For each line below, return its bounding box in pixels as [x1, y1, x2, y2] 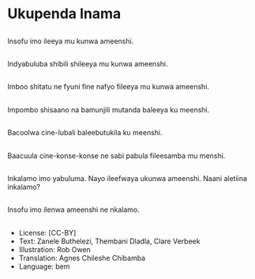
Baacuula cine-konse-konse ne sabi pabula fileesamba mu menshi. [7, 151, 226, 160]
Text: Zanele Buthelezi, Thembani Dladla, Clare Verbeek [18, 236, 201, 246]
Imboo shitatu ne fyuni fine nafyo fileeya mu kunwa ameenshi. [7, 82, 210, 92]
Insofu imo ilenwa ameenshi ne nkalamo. [7, 205, 140, 214]
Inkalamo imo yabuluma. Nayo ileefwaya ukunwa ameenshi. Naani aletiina [7, 173, 248, 183]
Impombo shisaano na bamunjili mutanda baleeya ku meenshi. [7, 104, 210, 115]
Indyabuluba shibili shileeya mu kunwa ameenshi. [7, 58, 168, 68]
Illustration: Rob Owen [18, 244, 92, 254]
